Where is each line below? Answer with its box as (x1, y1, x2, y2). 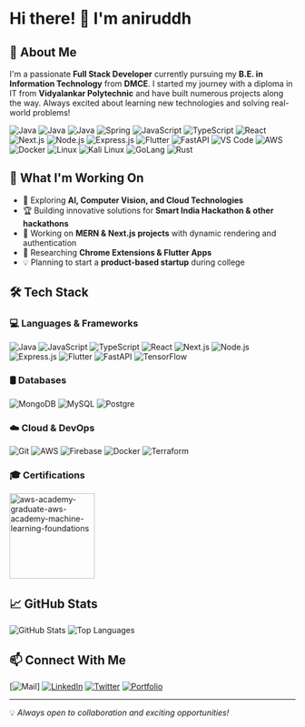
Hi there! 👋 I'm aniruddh (9, 8, 192, 29)
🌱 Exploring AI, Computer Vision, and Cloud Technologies (22, 195, 243, 206)
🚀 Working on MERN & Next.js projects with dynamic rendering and (22, 227, 277, 238)
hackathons (22, 217, 70, 228)
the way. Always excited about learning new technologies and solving (9, 97, 270, 108)
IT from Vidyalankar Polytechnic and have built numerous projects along (9, 88, 284, 98)
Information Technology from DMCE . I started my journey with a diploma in (9, 78, 293, 89)
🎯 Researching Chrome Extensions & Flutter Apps (22, 247, 212, 257)
